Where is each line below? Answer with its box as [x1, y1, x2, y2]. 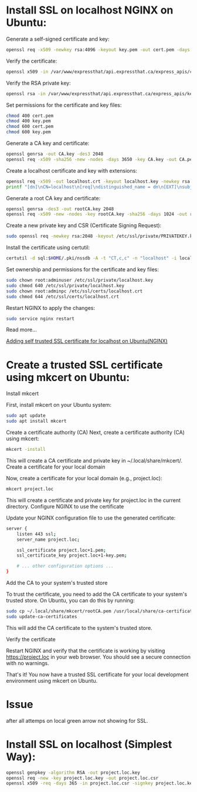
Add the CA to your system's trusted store [6, 579, 108, 586]
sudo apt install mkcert [6, 418, 67, 424]
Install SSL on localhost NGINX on [6, 4, 174, 17]
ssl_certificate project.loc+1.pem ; [16, 547, 107, 553]
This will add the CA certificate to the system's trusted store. [6, 624, 152, 631]
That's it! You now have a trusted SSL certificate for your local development [6, 670, 189, 678]
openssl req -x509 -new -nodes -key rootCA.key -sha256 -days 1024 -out [6, 211, 188, 217]
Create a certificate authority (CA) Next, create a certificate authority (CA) [6, 429, 185, 436]
